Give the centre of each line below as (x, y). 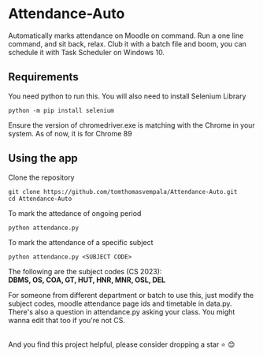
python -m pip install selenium (61, 110)
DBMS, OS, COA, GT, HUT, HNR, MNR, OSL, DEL (87, 280)
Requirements (43, 77)
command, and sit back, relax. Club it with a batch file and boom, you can (127, 43)
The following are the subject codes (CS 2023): (85, 271)
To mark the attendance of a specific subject (81, 242)
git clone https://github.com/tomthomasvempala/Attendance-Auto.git (123, 192)
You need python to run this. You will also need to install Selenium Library (127, 96)
